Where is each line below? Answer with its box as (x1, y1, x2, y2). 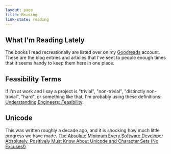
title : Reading (5, 12, 38, 17)
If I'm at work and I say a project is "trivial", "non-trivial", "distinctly (5, 88, 145, 94)
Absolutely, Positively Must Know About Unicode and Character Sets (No (5, 138, 159, 144)
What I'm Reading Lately (5, 36, 85, 44)
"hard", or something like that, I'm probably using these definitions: (21, 94, 162, 100)
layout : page (5, 7, 33, 13)
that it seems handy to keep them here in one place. (5, 60, 115, 66)
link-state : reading (5, 17, 50, 22)
